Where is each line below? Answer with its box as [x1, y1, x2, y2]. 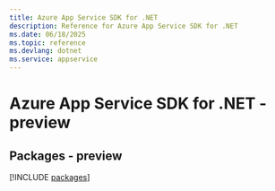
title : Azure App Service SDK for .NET [9, 13, 159, 22]
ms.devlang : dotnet [9, 47, 82, 56]
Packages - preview [9, 148, 123, 163]
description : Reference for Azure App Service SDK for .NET [9, 22, 239, 30]
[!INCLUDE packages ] [9, 172, 90, 182]
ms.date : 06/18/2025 [9, 30, 87, 39]
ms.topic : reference [9, 38, 87, 48]
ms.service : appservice [9, 55, 99, 64]
